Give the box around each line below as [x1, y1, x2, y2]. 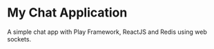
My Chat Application [7, 5, 128, 21]
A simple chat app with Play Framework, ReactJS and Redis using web [7, 28, 207, 36]
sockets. [7, 35, 32, 43]
